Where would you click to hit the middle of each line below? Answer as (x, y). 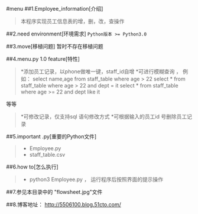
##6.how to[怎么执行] (32, 167)
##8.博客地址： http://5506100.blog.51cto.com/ (64, 205)
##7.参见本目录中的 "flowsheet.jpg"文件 (54, 192)
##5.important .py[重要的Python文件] (51, 137)
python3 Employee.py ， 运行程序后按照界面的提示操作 (96, 179)
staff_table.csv (47, 155)
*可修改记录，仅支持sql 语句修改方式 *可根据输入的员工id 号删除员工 (104, 116)
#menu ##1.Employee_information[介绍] (55, 9)
